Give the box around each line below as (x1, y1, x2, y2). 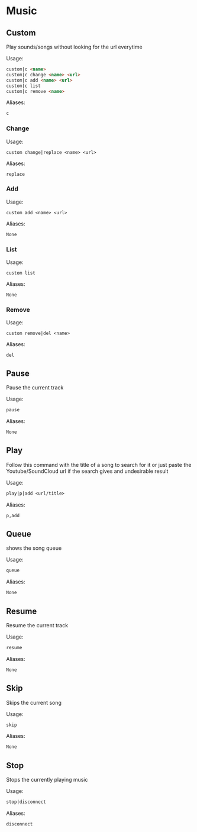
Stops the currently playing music (6, 776, 88, 783)
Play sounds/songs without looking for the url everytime (6, 43, 143, 50)
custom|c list (6, 83, 41, 89)
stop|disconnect (6, 799, 46, 805)
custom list (6, 270, 35, 276)
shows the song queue (6, 544, 62, 552)
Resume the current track (6, 621, 69, 628)
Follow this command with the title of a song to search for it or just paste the (6, 461, 192, 468)
